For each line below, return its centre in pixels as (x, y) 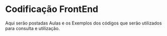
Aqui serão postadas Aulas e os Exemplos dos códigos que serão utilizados (83, 23)
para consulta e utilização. (33, 28)
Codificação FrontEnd (52, 9)
